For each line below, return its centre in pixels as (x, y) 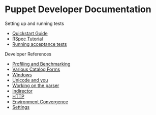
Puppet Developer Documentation (78, 9)
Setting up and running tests (35, 23)
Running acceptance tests (39, 44)
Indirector (22, 91)
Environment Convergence (40, 102)
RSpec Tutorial (27, 39)
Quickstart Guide (30, 33)
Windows (22, 74)
